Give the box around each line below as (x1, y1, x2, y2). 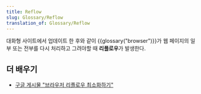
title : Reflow (6, 8, 42, 15)
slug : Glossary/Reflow (6, 14, 63, 20)
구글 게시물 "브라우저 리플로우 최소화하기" (14, 81, 114, 89)
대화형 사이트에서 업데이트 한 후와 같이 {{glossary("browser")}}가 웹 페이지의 (6, 37, 190, 45)
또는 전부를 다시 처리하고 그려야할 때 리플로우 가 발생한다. (12, 45, 146, 52)
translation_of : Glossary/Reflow (6, 20, 90, 26)
